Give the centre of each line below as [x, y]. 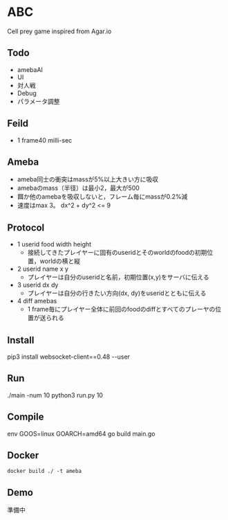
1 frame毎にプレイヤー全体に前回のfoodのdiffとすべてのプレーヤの [121, 310]
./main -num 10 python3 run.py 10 [55, 395]
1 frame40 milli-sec [45, 140]
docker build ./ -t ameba [44, 472]
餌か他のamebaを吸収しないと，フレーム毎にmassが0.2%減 [102, 197]
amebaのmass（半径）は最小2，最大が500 [78, 188]
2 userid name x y [43, 269]
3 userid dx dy [38, 285]
